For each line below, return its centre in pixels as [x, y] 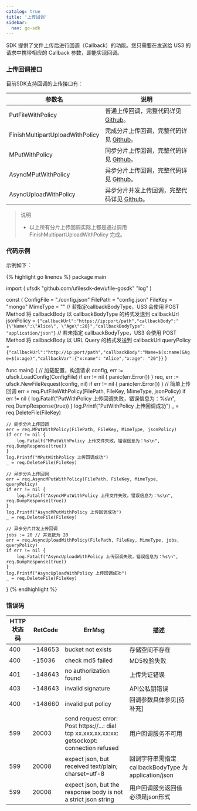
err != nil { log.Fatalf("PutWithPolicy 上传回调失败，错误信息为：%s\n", [91, 398]
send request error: [91, 719]
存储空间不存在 [150, 650]
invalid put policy [88, 704]
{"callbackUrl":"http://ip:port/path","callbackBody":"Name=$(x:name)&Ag [98, 352]
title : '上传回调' [27, 17]
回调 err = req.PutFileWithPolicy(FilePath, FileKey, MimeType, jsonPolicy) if [96, 391]
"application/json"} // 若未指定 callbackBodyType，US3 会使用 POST [91, 332]
